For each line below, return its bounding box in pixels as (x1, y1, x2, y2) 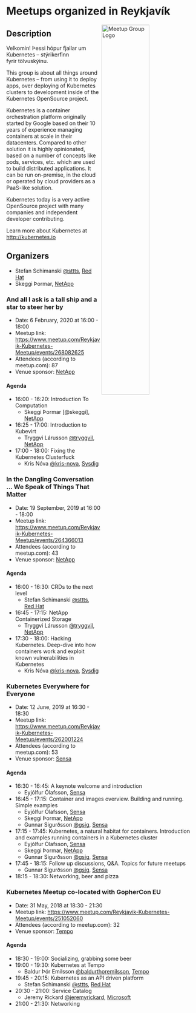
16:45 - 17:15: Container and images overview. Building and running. (15, 795, 184, 802)
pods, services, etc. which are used (6, 158, 96, 165)
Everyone (6, 689, 35, 698)
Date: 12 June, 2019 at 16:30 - (15, 703, 90, 711)
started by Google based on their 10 (6, 120, 96, 127)
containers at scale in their (6, 132, 73, 140)
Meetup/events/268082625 (15, 349, 85, 356)
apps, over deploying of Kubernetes (6, 82, 96, 89)
